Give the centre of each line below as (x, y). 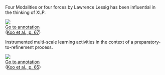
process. (44, 47)
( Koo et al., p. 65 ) (23, 67)
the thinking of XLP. (26, 12)
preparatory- (148, 42)
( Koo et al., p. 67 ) (23, 32)
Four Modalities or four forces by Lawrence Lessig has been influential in (80, 7)
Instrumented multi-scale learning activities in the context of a (69, 42)
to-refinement (20, 47)
